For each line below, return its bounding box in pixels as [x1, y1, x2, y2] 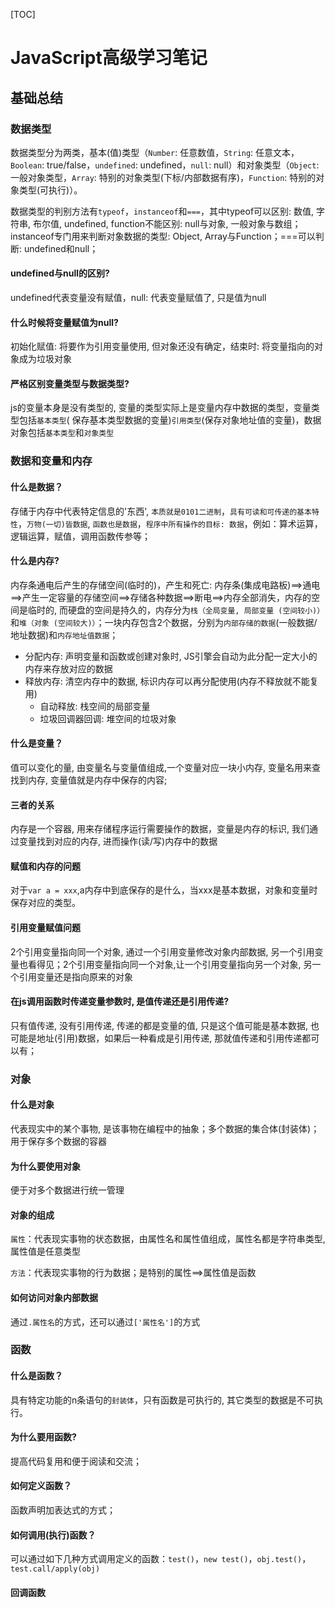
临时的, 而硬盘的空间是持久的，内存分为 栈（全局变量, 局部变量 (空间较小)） [27, 604, 325, 616]
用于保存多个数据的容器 [10, 1135, 107, 1147]
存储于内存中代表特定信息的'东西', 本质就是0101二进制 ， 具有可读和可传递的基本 [10, 505, 312, 517]
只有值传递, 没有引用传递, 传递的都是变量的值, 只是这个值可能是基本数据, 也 [10, 1019, 320, 1031]
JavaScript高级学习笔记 [10, 47, 208, 69]
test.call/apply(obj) [10, 1564, 101, 1574]
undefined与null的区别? [10, 267, 110, 279]
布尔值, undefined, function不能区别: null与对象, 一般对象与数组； [32, 217, 302, 229]
